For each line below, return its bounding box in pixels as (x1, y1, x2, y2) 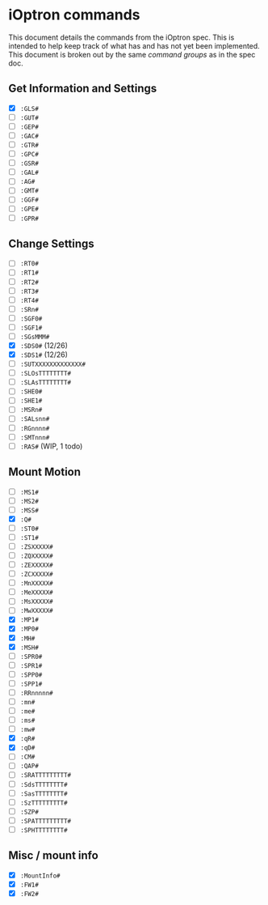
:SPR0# (19, 652, 43, 661)
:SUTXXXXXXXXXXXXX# (19, 360, 86, 369)
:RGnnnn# (19, 424, 50, 432)
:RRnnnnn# (19, 689, 54, 697)
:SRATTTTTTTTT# (19, 771, 72, 780)
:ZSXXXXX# (19, 542, 54, 551)
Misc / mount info (8, 848, 98, 863)
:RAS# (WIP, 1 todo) (19, 441, 83, 451)
